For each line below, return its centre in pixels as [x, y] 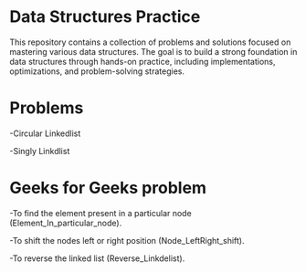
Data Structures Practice [105, 17]
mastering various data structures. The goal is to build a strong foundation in [153, 51]
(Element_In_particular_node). [66, 223]
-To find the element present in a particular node [100, 213]
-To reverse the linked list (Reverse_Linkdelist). [97, 258]
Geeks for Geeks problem [108, 188]
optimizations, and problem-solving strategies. [97, 71]
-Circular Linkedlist [45, 133]
